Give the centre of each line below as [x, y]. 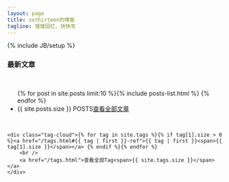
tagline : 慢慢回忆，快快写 [41, 26]
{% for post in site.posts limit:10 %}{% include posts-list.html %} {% [113, 93]
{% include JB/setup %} [41, 46]
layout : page [26, 13]
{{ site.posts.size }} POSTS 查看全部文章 [73, 108]
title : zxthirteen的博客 [41, 20]
